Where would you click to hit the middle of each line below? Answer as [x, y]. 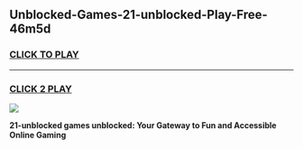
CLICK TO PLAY [44, 55]
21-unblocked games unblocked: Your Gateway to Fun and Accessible [143, 125]
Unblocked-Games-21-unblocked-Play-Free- [138, 15]
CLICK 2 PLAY [41, 88]
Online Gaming [38, 135]
